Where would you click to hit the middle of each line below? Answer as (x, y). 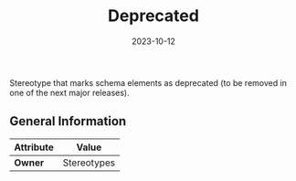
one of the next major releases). (69, 92)
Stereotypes (89, 163)
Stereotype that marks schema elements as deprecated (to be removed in (148, 82)
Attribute (34, 147)
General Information (68, 121)
